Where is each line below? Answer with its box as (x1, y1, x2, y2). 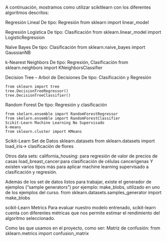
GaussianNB (5, 50, 31, 55)
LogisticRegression (5, 35, 45, 40)
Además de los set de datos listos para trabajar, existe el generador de (5, 179, 152, 185)
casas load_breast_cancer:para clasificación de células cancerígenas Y (5, 158, 153, 164)
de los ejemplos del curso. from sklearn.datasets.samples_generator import (5, 190, 162, 195)
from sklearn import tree (5, 84, 59, 89)
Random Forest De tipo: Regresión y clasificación (5, 102, 107, 108)
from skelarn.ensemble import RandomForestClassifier (5, 116, 121, 121)
